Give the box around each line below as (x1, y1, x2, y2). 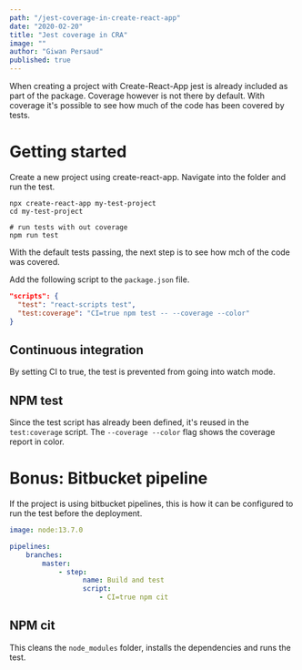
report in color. (9, 436, 65, 447)
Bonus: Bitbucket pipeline (9, 468, 208, 489)
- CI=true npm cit (98, 593, 169, 602)
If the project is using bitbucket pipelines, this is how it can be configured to (9, 498, 294, 509)
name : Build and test (82, 575, 166, 585)
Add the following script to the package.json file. (9, 274, 190, 285)
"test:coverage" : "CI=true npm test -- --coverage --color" (17, 309, 250, 318)
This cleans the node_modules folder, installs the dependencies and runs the (9, 642, 291, 653)
